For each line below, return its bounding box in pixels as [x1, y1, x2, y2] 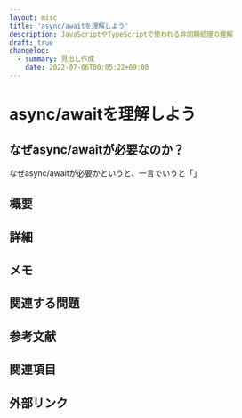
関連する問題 [9, 296, 80, 311]
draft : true [9, 38, 53, 47]
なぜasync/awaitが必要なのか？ [9, 142, 185, 157]
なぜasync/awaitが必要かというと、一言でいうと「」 [9, 167, 202, 179]
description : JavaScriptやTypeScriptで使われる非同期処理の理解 [9, 29, 234, 38]
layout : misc [9, 13, 58, 22]
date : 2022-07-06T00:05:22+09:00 [25, 63, 149, 72]
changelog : [9, 46, 50, 55]
